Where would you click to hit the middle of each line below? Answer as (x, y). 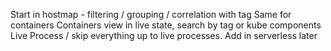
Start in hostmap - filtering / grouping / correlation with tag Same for (151, 14)
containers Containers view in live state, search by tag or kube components (166, 25)
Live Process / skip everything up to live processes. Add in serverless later (164, 35)
